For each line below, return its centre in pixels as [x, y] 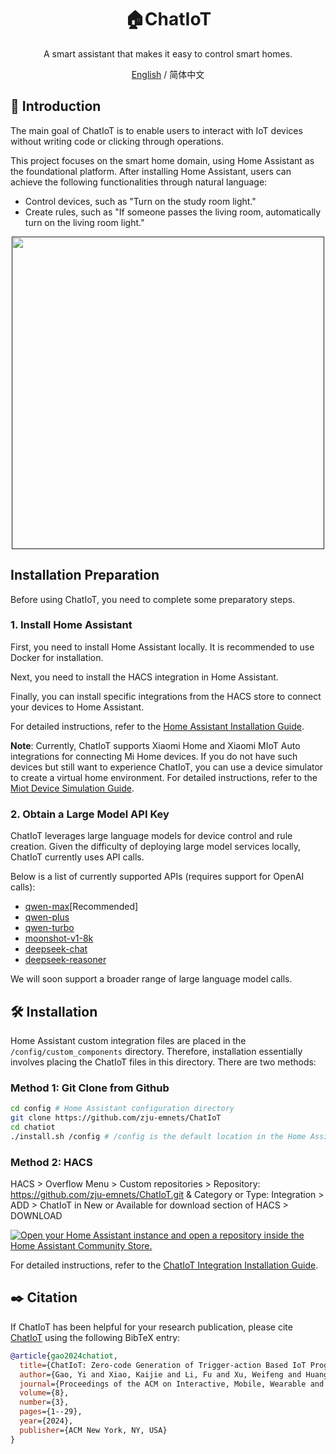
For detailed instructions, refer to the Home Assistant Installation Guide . [157, 726]
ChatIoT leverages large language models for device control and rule [151, 836]
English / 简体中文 [168, 74]
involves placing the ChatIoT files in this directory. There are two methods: [163, 1062]
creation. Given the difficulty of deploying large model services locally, [156, 847]
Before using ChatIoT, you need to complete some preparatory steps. [153, 599]
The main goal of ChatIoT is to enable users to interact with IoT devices [156, 130]
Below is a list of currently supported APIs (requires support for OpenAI [157, 877]
